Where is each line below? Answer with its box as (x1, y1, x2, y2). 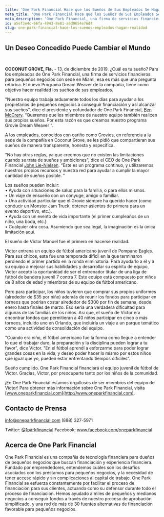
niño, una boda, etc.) (5, 219, 47, 224)
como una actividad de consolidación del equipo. (5, 325, 104, 331)
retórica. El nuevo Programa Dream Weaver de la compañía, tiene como (5, 81, 149, 87)
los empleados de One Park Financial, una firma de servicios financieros (5, 71, 151, 77)
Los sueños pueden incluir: (5, 182, 60, 188)
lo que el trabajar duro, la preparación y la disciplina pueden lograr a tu (5, 340, 148, 345)
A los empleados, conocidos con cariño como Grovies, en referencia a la (5, 132, 151, 138)
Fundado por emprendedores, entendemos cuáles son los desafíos (5, 464, 140, 470)
